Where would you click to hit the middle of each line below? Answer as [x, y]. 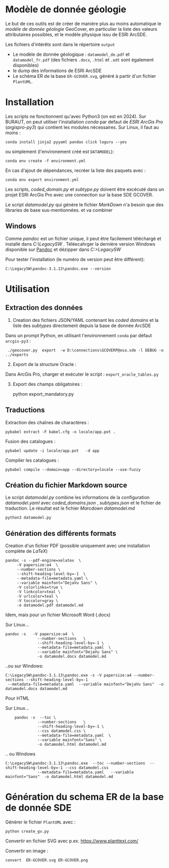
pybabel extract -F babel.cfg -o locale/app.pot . [60, 432]
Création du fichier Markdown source [66, 485]
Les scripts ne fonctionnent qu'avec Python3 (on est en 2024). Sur [76, 116]
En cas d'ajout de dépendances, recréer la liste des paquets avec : [76, 170]
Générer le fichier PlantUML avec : [40, 822]
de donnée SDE [38, 808]
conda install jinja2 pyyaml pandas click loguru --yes [66, 142]
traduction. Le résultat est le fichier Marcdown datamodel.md [70, 508]
